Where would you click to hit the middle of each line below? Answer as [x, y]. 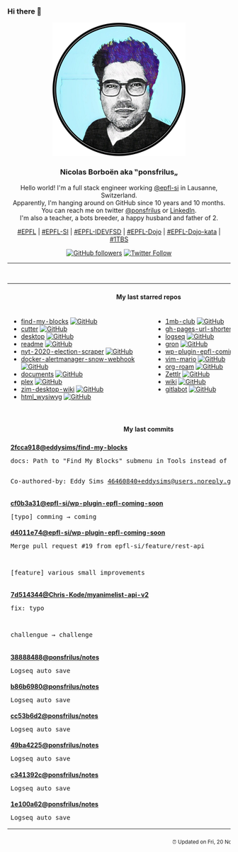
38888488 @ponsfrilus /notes [55, 657]
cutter [30, 329]
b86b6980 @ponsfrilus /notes [55, 686]
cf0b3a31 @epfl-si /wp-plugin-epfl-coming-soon [87, 503]
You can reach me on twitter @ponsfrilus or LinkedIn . [119, 210]
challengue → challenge [52, 635]
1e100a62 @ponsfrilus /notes [55, 804]
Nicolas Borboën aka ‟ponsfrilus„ [119, 172]
